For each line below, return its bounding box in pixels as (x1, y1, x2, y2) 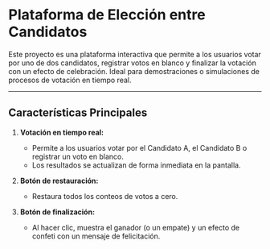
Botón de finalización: (19, 207, 95, 217)
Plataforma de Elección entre (8, 6, 207, 24)
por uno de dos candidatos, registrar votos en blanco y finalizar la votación (8, 58, 257, 68)
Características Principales (8, 106, 148, 120)
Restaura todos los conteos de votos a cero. (31, 191, 178, 201)
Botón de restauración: (19, 176, 99, 185)
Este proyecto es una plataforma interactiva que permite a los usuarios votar (8, 49, 261, 59)
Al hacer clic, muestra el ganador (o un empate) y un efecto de (31, 222, 239, 232)
